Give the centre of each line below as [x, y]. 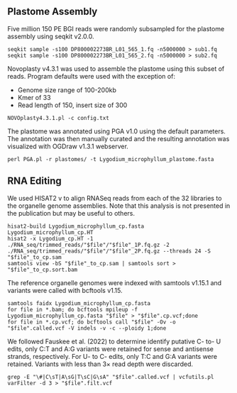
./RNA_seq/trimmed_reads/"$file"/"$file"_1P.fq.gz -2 [89, 245]
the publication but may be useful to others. [71, 213]
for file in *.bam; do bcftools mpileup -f [73, 309]
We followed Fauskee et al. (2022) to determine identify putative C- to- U [114, 341]
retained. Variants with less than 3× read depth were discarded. [100, 364]
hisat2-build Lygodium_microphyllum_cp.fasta [76, 226]
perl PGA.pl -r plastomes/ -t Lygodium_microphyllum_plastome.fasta [111, 159]
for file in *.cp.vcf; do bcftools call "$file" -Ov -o [92, 322]
